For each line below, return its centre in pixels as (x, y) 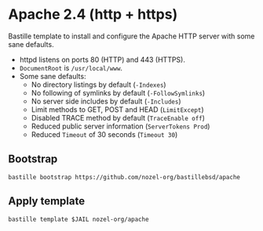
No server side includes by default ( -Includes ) (106, 101)
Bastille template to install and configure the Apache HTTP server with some (131, 36)
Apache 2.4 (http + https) (93, 14)
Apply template (46, 201)
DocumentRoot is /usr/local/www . (71, 67)
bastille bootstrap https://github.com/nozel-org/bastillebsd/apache (124, 177)
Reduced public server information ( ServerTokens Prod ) (121, 126)
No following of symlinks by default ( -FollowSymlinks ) (118, 92)
